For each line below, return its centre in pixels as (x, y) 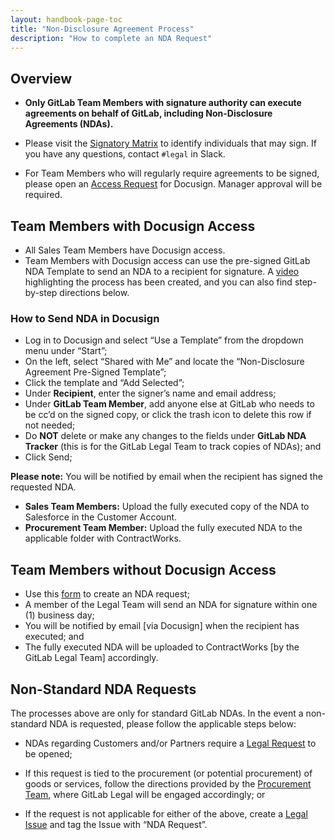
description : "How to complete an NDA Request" (111, 38)
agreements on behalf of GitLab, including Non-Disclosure (148, 113)
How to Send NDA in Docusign (85, 318)
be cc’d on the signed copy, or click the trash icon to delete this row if (168, 415)
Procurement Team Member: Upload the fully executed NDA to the (163, 528)
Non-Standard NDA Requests (103, 689)
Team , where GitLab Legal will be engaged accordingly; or (145, 794)
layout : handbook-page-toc (66, 19)
